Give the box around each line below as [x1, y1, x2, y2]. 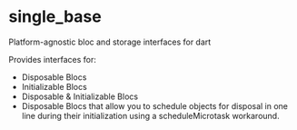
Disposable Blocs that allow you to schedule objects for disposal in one [21, 100, 288, 111]
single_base [8, 6, 102, 27]
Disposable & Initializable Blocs [21, 91, 138, 102]
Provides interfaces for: [8, 54, 96, 65]
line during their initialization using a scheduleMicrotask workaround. [21, 110, 280, 121]
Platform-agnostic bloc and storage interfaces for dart [8, 36, 212, 47]
